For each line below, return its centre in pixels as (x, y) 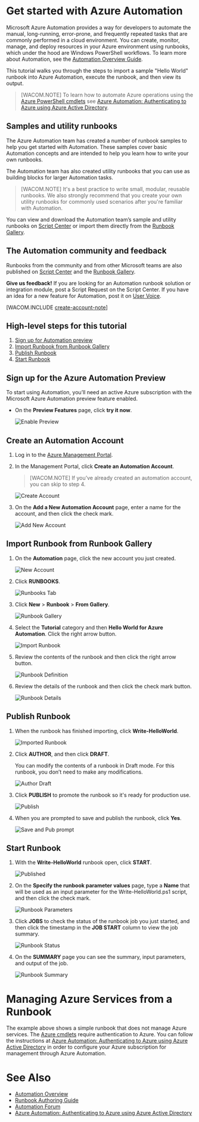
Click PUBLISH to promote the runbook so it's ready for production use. (102, 795)
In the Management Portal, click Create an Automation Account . (94, 466)
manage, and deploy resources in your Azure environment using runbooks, (98, 46)
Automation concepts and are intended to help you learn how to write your (97, 153)
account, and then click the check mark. (64, 514)
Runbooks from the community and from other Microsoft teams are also (94, 265)
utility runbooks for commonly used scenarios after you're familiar (102, 201)
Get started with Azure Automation (94, 11)
